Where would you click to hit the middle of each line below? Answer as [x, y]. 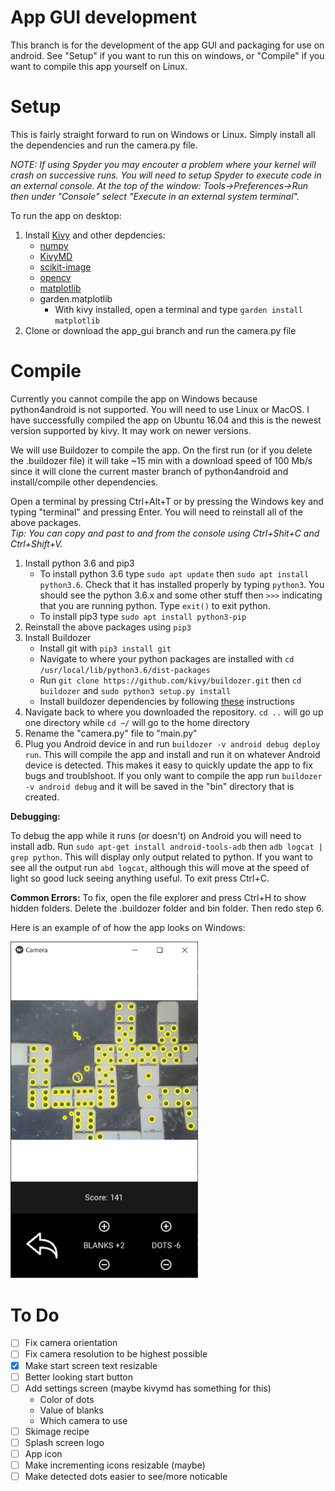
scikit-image [65, 267]
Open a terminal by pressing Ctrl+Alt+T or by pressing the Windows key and [167, 501]
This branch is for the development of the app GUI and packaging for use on [167, 45]
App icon [43, 1453]
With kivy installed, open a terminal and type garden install [178, 309]
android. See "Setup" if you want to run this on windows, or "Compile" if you [167, 55]
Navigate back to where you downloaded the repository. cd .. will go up [174, 712]
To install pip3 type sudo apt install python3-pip [143, 616]
